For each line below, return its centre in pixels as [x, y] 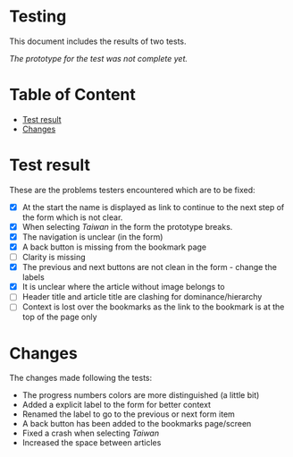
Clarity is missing [54, 258]
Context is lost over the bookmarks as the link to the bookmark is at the [153, 307]
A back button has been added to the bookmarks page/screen [137, 424]
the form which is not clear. [72, 217]
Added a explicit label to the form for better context [117, 405]
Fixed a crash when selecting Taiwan [90, 433]
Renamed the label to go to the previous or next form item [128, 414]
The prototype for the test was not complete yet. [99, 58]
